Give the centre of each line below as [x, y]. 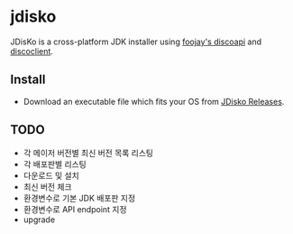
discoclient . [32, 51]
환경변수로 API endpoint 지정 [75, 209]
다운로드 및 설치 [51, 175]
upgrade [39, 220]
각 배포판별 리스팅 [55, 164]
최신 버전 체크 [47, 186]
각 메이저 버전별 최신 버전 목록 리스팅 [88, 153]
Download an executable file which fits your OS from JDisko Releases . [154, 101]
